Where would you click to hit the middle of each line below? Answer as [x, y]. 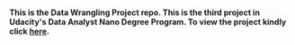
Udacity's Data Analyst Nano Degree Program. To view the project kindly [148, 21]
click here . [29, 31]
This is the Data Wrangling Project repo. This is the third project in [135, 12]
